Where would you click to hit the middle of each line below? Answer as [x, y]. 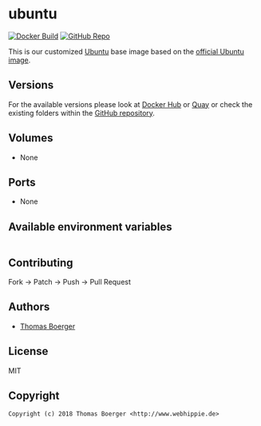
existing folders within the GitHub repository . [82, 113]
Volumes [31, 138]
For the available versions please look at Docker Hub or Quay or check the [130, 104]
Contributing [41, 263]
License [28, 351]
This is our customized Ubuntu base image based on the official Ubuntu [127, 51]
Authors [29, 307]
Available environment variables [91, 227]
